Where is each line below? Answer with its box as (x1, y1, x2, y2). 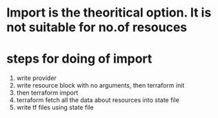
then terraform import (16, 88, 79, 97)
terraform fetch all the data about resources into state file (16, 96, 180, 104)
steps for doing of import (6, 51, 152, 67)
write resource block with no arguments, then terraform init (16, 81, 185, 90)
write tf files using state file (16, 104, 94, 112)
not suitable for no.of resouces (6, 19, 188, 35)
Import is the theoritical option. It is (6, 5, 212, 21)
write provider (16, 74, 57, 82)
